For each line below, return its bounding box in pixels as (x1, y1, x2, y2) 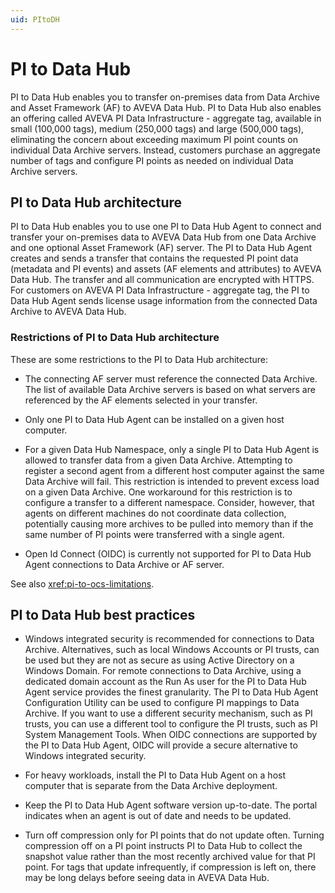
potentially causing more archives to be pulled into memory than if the (24, 517, 314, 530)
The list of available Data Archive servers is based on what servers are (24, 383, 316, 395)
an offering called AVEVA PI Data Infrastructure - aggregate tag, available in (10, 112, 322, 124)
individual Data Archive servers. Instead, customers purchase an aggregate (10, 144, 321, 156)
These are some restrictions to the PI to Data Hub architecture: (10, 353, 269, 365)
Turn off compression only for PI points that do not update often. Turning (24, 829, 325, 841)
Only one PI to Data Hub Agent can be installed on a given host (24, 413, 285, 425)
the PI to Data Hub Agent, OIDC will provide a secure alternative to (24, 739, 298, 751)
